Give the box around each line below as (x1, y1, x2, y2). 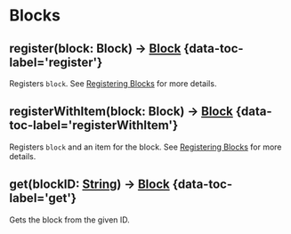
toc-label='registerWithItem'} (9, 117, 179, 133)
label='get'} (9, 190, 77, 206)
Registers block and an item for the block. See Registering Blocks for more (9, 141, 282, 152)
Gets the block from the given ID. (9, 214, 131, 225)
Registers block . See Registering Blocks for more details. (9, 78, 217, 89)
